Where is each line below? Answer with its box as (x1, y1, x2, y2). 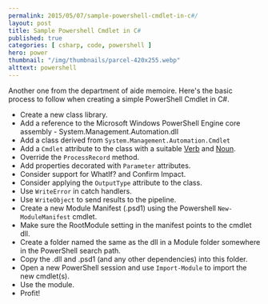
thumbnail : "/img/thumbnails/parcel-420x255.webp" (8, 57, 181, 65)
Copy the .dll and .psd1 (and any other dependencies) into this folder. (19, 254, 248, 264)
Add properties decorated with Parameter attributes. (19, 161, 191, 170)
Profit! (19, 288, 41, 298)
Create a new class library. (19, 110, 108, 119)
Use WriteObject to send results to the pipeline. (19, 194, 177, 204)
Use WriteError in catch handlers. (19, 186, 132, 196)
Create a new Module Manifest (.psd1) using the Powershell (19, 203, 217, 213)
